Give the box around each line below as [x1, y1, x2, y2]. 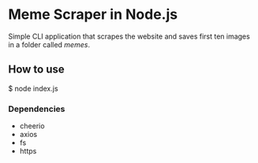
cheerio [19, 121, 45, 131]
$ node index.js [8, 83, 58, 93]
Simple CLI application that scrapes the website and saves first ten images [8, 31, 250, 41]
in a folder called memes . [8, 39, 91, 49]
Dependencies [8, 103, 65, 114]
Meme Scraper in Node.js [8, 6, 178, 24]
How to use [8, 63, 65, 76]
